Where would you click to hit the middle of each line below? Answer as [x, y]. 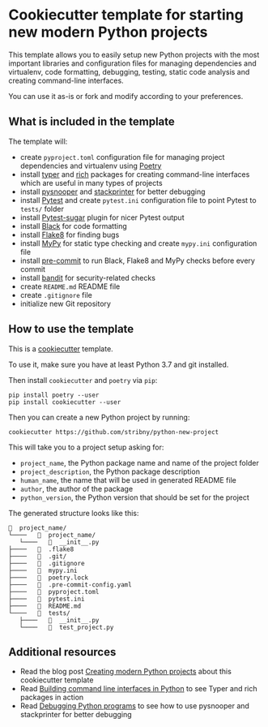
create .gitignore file [56, 295]
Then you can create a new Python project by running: [99, 417]
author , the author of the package [77, 488]
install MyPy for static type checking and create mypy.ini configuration [138, 243]
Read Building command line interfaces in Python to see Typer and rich [138, 689]
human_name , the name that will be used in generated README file [128, 480]
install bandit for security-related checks [88, 277]
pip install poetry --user [54, 395]
